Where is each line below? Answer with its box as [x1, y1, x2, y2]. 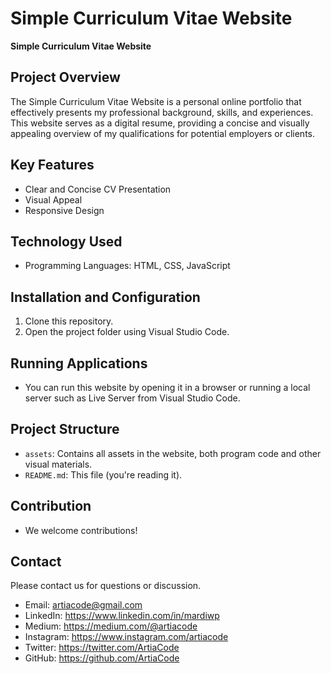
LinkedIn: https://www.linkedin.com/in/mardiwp [24, 610, 220, 622]
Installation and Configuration [10, 288, 201, 306]
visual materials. [24, 458, 93, 470]
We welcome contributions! [24, 524, 138, 536]
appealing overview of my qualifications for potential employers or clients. [10, 127, 315, 139]
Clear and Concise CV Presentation [24, 183, 172, 195]
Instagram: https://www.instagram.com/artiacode [24, 631, 229, 643]
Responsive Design [24, 204, 105, 216]
